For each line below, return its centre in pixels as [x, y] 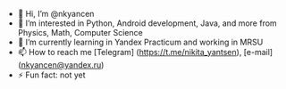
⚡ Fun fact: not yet [52, 75]
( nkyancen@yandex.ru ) [61, 65]
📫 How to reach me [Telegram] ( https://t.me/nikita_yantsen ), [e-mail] [145, 52]
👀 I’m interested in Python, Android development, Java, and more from [147, 23]
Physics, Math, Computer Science [80, 32]
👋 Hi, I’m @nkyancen [56, 14]
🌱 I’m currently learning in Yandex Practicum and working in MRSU [140, 42]
